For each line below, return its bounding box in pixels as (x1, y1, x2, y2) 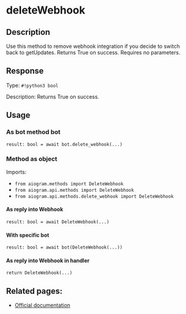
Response (6, 66, 44, 76)
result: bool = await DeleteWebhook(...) (6, 219, 110, 225)
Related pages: (6, 286, 63, 296)
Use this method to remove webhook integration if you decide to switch (6, 42, 180, 50)
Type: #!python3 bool (6, 81, 58, 89)
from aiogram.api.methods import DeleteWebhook (14, 187, 134, 193)
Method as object (6, 155, 58, 163)
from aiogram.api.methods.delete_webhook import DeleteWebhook (14, 193, 174, 199)
